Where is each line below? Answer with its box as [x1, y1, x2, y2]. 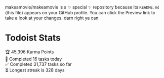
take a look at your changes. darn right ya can [5, 15, 99, 21]
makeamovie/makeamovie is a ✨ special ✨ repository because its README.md [5, 4, 160, 10]
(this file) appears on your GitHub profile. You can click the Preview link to [5, 10, 156, 15]
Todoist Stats [5, 32, 61, 43]
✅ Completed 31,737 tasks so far [5, 61, 72, 67]
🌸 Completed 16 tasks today [5, 56, 62, 62]
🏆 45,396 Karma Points [5, 49, 54, 55]
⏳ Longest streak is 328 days [5, 67, 65, 73]
